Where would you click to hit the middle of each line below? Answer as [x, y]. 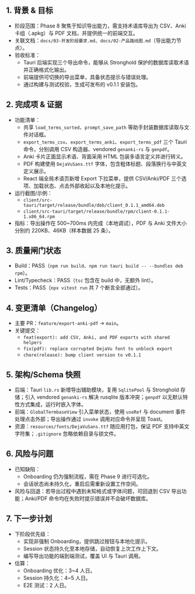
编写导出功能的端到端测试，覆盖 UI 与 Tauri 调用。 [83, 556]
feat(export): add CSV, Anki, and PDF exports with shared [97, 338]
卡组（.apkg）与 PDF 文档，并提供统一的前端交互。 [76, 33]
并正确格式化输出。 [46, 70]
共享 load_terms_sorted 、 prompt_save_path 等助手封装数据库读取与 [104, 127]
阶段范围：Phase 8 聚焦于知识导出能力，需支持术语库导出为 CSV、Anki [100, 26]
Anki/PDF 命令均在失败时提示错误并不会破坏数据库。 [88, 498]
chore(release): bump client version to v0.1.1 [82, 355]
